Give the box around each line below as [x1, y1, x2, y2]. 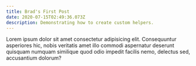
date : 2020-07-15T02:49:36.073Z [6, 14, 85, 20]
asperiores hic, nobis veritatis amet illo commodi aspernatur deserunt [6, 42, 175, 49]
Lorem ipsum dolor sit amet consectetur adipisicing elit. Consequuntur [6, 36, 177, 43]
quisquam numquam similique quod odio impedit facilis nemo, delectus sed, [6, 48, 190, 55]
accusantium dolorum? [6, 54, 62, 62]
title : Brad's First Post [6, 8, 69, 15]
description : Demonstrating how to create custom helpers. [6, 19, 154, 25]
